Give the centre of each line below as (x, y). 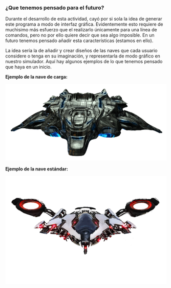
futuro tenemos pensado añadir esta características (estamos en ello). (79, 41)
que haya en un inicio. (29, 67)
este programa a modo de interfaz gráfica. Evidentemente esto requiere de (84, 24)
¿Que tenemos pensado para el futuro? (55, 8)
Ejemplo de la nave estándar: (37, 169)
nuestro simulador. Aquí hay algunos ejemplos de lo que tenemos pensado (84, 62)
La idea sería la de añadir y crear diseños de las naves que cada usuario (81, 51)
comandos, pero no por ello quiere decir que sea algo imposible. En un (80, 35)
